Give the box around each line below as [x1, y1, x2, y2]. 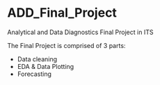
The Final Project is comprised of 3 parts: [7, 41, 126, 49]
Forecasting [17, 70, 52, 78]
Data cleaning [17, 54, 58, 63]
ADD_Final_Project [7, 5, 117, 21]
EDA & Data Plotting [17, 62, 74, 70]
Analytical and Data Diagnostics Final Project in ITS [7, 28, 154, 36]
